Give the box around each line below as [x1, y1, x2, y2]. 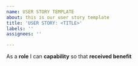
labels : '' [6, 25, 34, 32]
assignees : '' [6, 31, 42, 37]
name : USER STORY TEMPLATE [6, 8, 74, 15]
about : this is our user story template [6, 14, 110, 20]
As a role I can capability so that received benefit [6, 53, 132, 60]
